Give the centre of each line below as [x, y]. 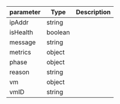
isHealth [21, 32]
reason [19, 72]
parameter [25, 12]
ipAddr [19, 22]
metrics [21, 52]
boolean [58, 32]
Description [93, 12]
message [23, 42]
